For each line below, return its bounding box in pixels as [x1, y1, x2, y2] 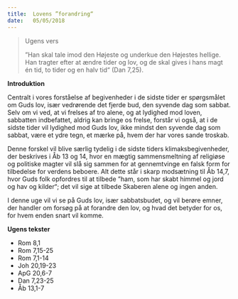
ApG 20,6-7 [17, 268, 52, 277]
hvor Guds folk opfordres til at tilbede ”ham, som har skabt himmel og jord [7, 175, 224, 183]
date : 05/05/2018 [7, 17, 65, 24]
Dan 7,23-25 [17, 276, 55, 285]
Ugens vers [24, 36, 59, 45]
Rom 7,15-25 [17, 246, 54, 254]
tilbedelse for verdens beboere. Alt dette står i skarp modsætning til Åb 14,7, [7, 167, 229, 175]
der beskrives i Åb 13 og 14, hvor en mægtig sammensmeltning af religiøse [7, 152, 225, 161]
